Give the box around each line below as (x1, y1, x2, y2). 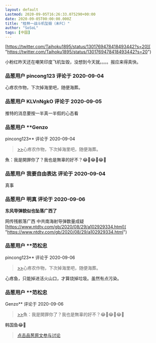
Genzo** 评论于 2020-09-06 (5, 301, 64, 307)
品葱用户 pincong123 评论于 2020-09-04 (5, 72, 104, 79)
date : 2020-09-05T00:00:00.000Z (5, 16, 71, 21)
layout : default (5, 7, 38, 12)
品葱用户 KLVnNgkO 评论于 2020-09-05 (5, 98, 102, 105)
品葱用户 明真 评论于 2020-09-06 (5, 196, 86, 203)
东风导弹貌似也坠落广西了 (5, 208, 57, 214)
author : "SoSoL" (5, 26, 38, 31)
